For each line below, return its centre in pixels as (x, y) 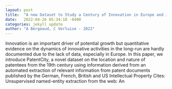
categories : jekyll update (34, 24)
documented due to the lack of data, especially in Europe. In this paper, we (84, 54)
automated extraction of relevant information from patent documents (78, 70)
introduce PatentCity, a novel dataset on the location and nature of (76, 60)
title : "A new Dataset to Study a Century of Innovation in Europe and (84, 15)
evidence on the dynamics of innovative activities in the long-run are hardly (85, 49)
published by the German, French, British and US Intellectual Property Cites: (85, 76)
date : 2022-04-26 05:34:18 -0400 (43, 19)
